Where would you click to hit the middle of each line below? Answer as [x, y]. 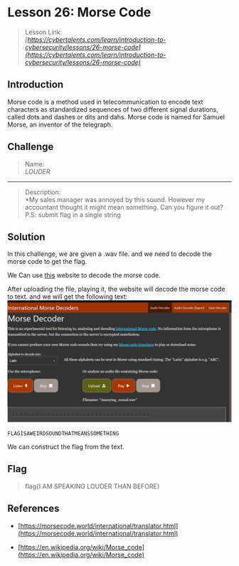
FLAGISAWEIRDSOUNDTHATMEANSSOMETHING [63, 434]
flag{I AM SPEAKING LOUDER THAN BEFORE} [92, 486]
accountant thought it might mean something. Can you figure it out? [124, 207]
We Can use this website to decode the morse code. [84, 275]
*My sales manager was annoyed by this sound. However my [115, 199]
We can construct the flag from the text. [66, 447]
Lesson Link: [43, 32]
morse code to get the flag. [47, 262]
